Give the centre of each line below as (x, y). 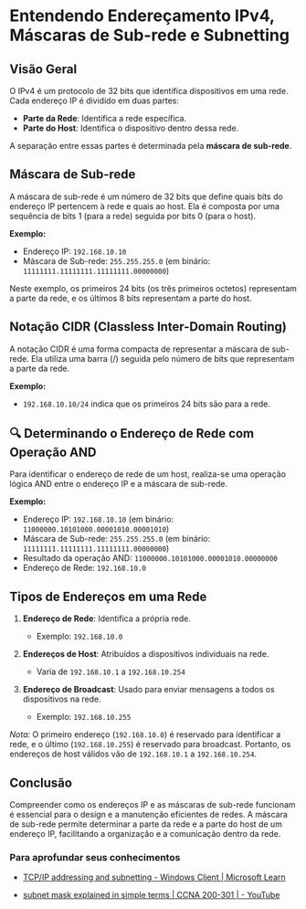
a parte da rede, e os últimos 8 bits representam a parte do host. (131, 298)
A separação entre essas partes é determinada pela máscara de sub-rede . (151, 146)
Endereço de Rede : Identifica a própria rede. (107, 618)
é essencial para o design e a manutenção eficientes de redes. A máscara (148, 815)
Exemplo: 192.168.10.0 (79, 637)
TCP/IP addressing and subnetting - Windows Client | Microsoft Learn (154, 877)
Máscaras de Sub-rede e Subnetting (150, 35)
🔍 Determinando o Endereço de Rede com (132, 433)
